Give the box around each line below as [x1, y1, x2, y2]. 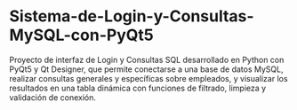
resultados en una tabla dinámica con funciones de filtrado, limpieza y [9, 82, 267, 93]
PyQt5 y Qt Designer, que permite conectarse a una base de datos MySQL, [9, 64, 284, 75]
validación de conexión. [9, 91, 96, 103]
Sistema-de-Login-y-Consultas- [9, 6, 255, 27]
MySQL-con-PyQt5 [9, 25, 154, 45]
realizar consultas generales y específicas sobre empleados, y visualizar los [9, 73, 288, 83]
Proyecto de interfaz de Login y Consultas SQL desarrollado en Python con [9, 54, 285, 65]
